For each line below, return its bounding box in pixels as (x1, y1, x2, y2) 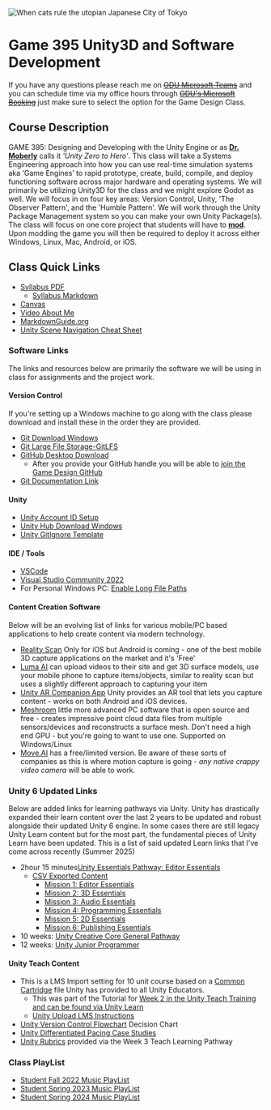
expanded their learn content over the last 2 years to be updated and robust (8, 812, 261, 822)
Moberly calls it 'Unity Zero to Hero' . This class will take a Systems (8, 151, 232, 160)
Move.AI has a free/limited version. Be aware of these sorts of (19, 748, 227, 758)
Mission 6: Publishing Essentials (44, 922, 151, 932)
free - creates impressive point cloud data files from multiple (19, 713, 222, 723)
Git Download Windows (19, 433, 99, 443)
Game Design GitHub (32, 467, 103, 477)
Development (8, 53, 101, 72)
